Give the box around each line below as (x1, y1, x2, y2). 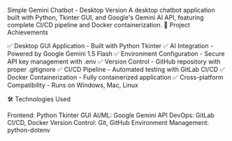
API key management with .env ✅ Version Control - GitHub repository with (7, 57, 221, 66)
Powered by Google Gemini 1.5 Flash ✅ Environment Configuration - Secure (7, 50, 225, 58)
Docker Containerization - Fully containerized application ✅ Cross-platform (7, 73, 224, 81)
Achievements (7, 28, 49, 36)
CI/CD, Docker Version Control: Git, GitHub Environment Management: (7, 119, 210, 126)
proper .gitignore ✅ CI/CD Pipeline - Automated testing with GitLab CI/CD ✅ (7, 66, 226, 73)
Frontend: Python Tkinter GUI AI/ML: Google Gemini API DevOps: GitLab (7, 111, 215, 119)
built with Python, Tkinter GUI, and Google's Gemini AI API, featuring (7, 13, 204, 22)
